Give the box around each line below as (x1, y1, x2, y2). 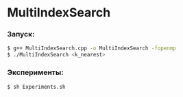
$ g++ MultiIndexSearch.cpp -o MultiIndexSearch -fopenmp (7, 45, 176, 52)
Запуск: (7, 30, 35, 39)
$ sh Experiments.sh (7, 83, 66, 90)
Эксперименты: (7, 67, 64, 77)
